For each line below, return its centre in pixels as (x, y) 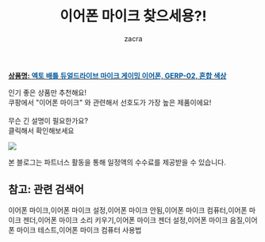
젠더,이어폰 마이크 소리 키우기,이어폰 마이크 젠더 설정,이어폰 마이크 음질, (134, 220)
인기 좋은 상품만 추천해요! (48, 93)
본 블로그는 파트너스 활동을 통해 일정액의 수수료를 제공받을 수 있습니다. (117, 162)
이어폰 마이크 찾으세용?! (133, 16)
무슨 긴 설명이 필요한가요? (48, 120)
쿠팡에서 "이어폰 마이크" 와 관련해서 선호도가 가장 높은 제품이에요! (110, 102)
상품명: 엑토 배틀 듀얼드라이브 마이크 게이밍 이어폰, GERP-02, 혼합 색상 (117, 75)
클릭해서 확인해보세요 (41, 130)
